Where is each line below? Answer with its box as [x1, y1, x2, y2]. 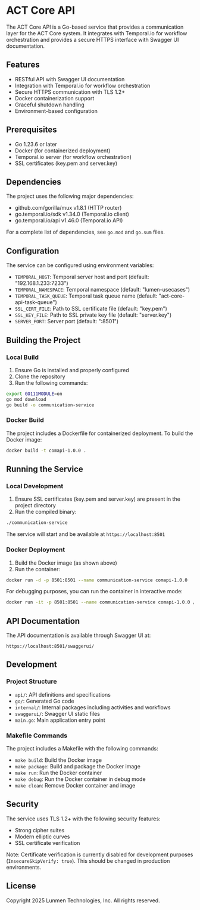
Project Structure [6, 678, 57, 686]
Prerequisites [6, 125, 57, 135]
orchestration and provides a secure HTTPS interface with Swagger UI [6, 36, 179, 43]
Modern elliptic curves [14, 833, 70, 840]
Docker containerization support [14, 94, 95, 102]
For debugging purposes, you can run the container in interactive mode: [6, 588, 183, 595]
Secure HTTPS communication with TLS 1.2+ [14, 88, 126, 96]
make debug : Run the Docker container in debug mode [14, 776, 146, 783]
